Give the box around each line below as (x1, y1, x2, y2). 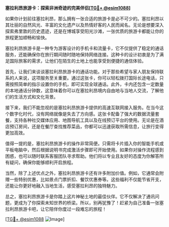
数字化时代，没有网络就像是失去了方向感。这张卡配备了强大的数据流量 (9, 111, 155, 117)
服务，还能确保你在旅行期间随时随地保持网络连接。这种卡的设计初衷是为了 (5, 51, 159, 58)
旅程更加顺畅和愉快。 (5, 35, 49, 40)
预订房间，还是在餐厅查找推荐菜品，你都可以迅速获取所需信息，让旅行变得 (9, 124, 164, 129)
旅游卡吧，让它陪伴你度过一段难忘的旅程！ (18, 206, 107, 212)
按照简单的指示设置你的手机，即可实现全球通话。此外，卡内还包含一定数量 (9, 81, 164, 87)
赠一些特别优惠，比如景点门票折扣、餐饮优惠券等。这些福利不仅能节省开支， (5, 177, 164, 182)
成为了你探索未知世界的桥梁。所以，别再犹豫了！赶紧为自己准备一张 (18, 200, 159, 206)
